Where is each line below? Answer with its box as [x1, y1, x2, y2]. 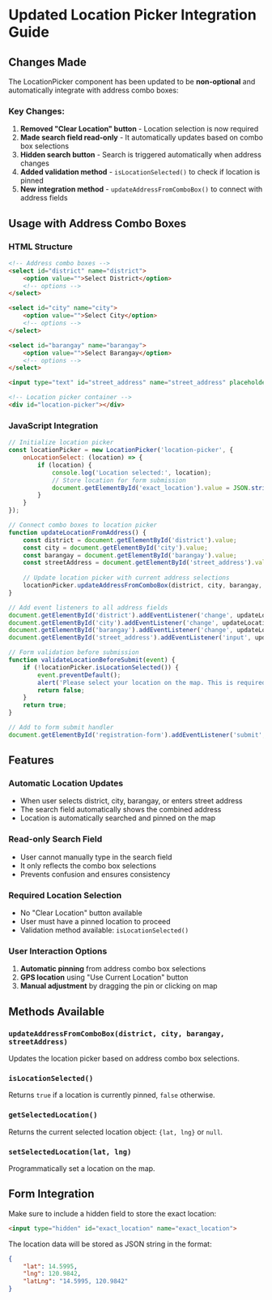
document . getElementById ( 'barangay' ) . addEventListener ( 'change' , [8, 626, 233, 635]
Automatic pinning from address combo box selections [19, 964, 206, 974]
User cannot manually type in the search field [19, 852, 172, 862]
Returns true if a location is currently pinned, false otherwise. [8, 1090, 216, 1100]
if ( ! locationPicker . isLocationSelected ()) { [23, 663, 180, 671]
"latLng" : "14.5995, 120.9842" [23, 1277, 129, 1285]
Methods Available [8, 1005, 105, 1018]
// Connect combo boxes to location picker [8, 521, 158, 529]
